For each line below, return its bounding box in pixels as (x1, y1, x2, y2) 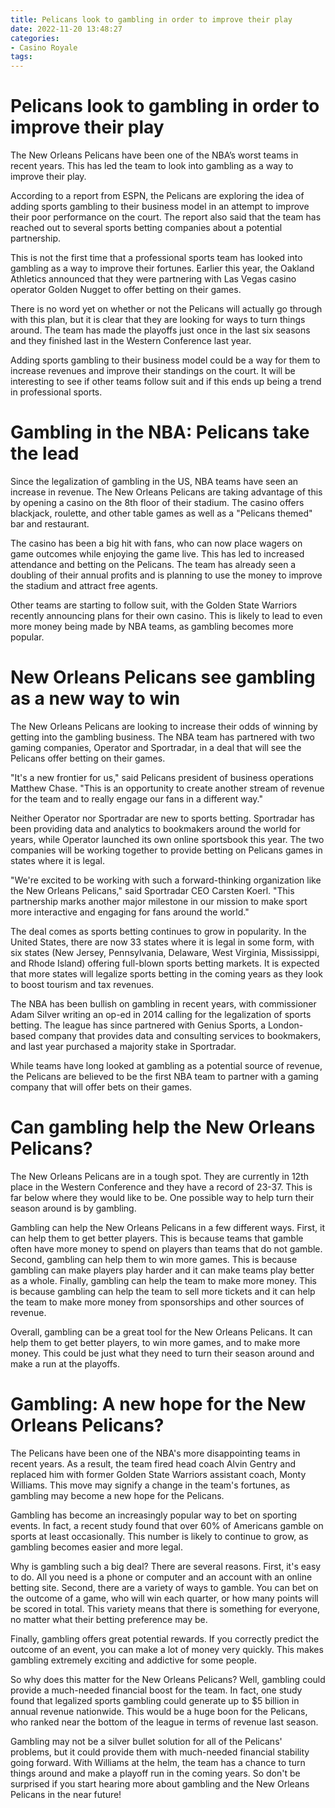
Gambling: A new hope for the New (10, 1393, 307, 1416)
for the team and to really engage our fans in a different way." (10, 792, 263, 805)
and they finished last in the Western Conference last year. (10, 335, 252, 347)
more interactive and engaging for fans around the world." (10, 906, 250, 918)
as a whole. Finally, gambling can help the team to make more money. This (10, 1274, 317, 1286)
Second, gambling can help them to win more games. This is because (10, 1253, 298, 1265)
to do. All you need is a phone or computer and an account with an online (10, 1571, 313, 1583)
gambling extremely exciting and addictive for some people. (10, 1654, 257, 1666)
